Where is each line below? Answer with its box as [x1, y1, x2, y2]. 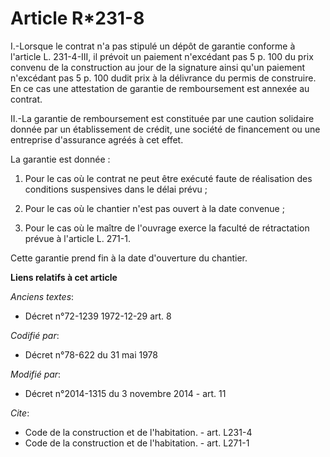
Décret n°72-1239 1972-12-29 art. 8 [24, 310, 172, 322]
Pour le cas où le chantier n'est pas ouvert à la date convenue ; [24, 202, 285, 214]
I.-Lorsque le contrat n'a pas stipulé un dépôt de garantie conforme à [10, 40, 296, 52]
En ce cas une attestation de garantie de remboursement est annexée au [10, 82, 310, 94]
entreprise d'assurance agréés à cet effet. [10, 133, 184, 146]
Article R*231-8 [10, 7, 145, 30]
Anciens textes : [10, 290, 75, 302]
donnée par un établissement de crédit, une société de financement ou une [10, 123, 321, 135]
